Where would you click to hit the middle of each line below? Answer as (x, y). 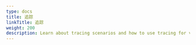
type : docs (19, 11)
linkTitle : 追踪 (25, 22)
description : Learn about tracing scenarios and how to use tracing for (96, 33)
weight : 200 (20, 28)
